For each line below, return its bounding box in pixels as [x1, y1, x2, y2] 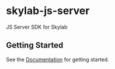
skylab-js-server [6, 4, 90, 18]
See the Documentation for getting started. [6, 56, 109, 63]
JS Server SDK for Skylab [6, 23, 68, 30]
